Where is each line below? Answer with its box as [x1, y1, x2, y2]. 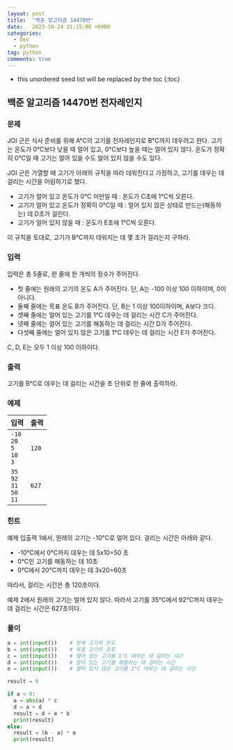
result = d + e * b [13, 710, 70, 717]
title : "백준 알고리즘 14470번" [7, 17, 94, 24]
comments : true [7, 56, 51, 63]
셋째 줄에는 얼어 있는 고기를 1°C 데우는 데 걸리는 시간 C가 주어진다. [17, 310, 198, 319]
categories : [7, 29, 42, 37]
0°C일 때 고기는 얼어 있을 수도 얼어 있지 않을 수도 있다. [14, 154, 163, 163]
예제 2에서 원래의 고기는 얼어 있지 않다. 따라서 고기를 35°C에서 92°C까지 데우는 [7, 595, 224, 603]
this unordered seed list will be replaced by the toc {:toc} [17, 75, 181, 83]
